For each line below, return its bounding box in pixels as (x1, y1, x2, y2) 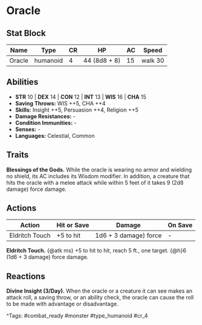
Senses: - (15, 126, 41, 133)
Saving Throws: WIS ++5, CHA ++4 (15, 99, 106, 107)
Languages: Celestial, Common (15, 132, 96, 139)
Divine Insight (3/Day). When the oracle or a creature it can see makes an (6, 287, 193, 295)
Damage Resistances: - (15, 112, 76, 120)
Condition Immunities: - (15, 119, 77, 126)
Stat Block (6, 28, 46, 38)
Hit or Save (57, 221, 89, 229)
